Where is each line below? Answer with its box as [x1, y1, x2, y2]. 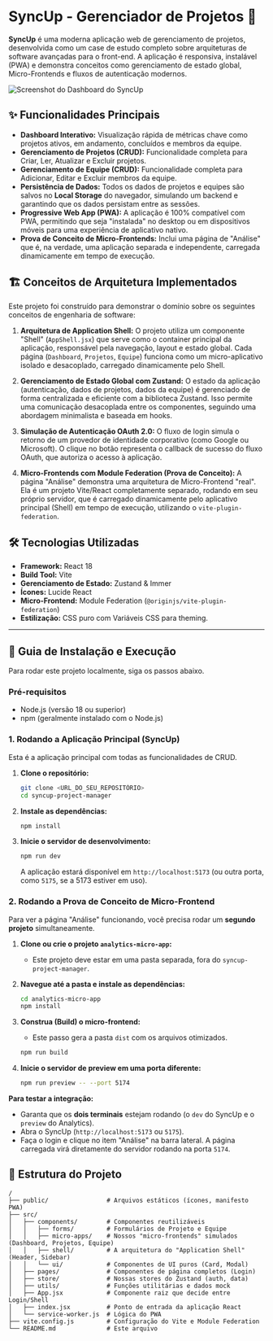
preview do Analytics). [19, 1118, 95, 1128]
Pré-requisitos [8, 687, 67, 698]
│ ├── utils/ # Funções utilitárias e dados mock [8, 1282, 231, 1290]
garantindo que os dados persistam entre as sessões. [19, 199, 201, 208]
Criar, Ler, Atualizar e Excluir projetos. [19, 155, 147, 165]
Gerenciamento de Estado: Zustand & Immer [19, 579, 172, 588]
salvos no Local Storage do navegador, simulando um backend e [19, 190, 238, 200]
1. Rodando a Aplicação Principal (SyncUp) [8, 734, 180, 745]
